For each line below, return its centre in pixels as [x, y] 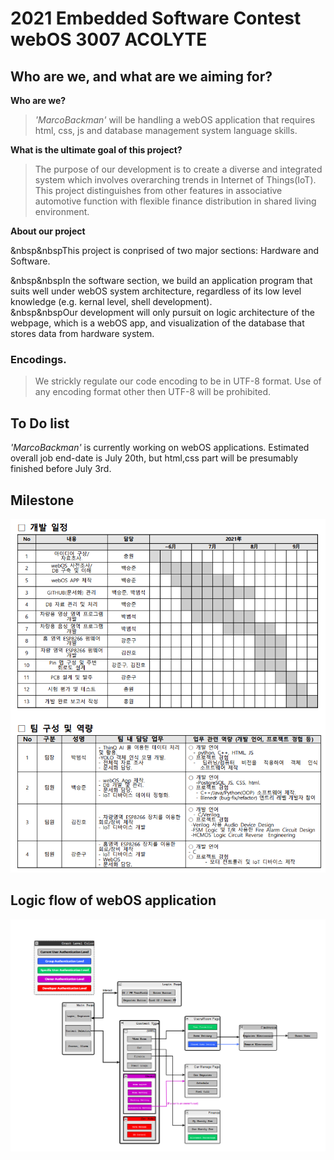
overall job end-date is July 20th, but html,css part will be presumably [154, 458]
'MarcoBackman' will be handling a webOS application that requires [175, 120]
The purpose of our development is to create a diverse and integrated [178, 169]
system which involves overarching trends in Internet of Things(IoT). [175, 180]
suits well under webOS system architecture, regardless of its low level [156, 291]
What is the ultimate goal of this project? [96, 150]
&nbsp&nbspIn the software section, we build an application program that [161, 280]
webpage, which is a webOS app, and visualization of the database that [157, 323]
